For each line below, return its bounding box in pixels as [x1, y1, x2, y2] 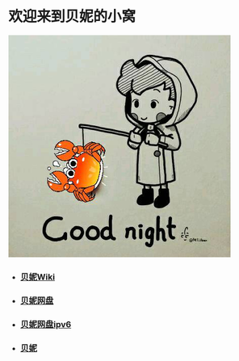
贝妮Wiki [19, 271, 55, 283]
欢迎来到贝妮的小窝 [8, 7, 136, 26]
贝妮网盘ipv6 [19, 318, 72, 330]
